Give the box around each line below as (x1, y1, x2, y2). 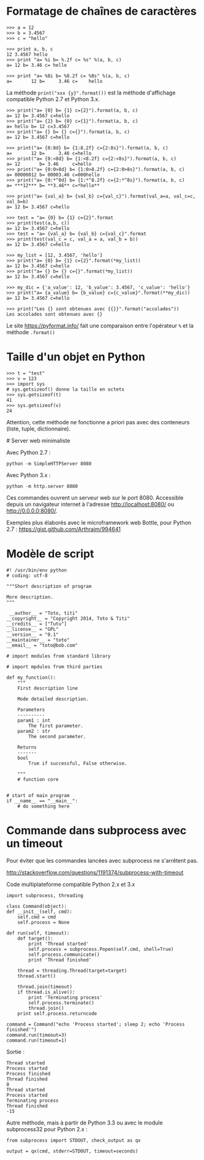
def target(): (17, 935, 53, 942)
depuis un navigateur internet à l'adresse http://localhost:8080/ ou (6, 500, 175, 508)
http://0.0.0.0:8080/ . (6, 507, 58, 514)
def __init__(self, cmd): (6, 909, 72, 915)
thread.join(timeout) (17, 983, 72, 990)
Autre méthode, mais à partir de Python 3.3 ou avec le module (6, 1119, 164, 1126)
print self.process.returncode (17, 1010, 97, 1017)
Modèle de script (6, 547, 94, 561)
